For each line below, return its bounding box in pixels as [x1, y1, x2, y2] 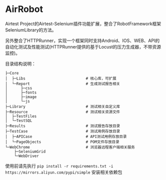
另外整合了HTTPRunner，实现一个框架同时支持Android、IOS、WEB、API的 [5, 37, 160, 43]
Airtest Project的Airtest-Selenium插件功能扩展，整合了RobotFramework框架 [5, 20, 161, 26]
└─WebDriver [14, 153, 39, 158]
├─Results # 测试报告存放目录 [5, 123, 120, 128]
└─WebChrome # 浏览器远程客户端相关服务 [5, 144, 135, 149]
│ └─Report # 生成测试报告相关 [5, 81, 120, 86]
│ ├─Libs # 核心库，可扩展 [5, 76, 116, 81]
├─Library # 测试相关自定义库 [5, 104, 120, 109]
